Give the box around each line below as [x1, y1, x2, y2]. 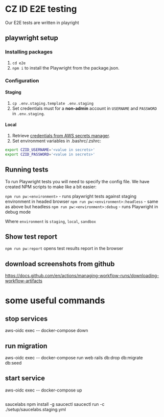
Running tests [5, 166, 49, 174]
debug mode [5, 209, 31, 215]
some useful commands [5, 295, 105, 306]
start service [5, 374, 45, 383]
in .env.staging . [12, 110, 45, 116]
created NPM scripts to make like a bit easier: [5, 184, 97, 190]
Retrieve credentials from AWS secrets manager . [12, 132, 110, 138]
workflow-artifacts [5, 278, 43, 284]
